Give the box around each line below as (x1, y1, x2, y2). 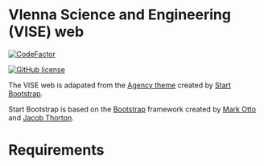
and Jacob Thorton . (8, 112, 74, 122)
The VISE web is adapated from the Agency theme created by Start (8, 80, 232, 90)
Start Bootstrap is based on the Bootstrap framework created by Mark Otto (8, 104, 256, 114)
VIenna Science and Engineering (8, 6, 232, 24)
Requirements (8, 141, 105, 160)
